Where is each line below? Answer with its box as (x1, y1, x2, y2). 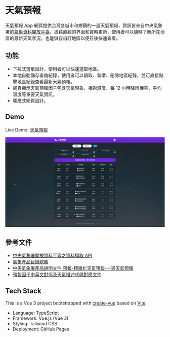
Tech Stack (5, 286, 41, 295)
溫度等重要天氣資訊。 (12, 91, 57, 97)
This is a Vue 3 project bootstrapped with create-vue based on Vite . (5, 300, 147, 306)
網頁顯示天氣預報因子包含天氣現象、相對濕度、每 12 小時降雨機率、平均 (12, 85, 162, 91)
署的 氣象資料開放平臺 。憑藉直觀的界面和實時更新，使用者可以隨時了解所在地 (5, 28, 165, 35)
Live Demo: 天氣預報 (5, 126, 48, 132)
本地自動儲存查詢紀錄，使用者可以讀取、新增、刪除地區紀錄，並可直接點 (12, 72, 163, 78)
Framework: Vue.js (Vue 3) (12, 315, 69, 321)
